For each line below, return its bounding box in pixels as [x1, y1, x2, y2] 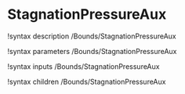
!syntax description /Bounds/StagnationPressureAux [7, 31, 177, 41]
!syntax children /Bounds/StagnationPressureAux [7, 77, 166, 86]
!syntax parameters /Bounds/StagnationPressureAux [7, 46, 177, 56]
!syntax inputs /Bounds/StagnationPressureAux [7, 61, 160, 71]
